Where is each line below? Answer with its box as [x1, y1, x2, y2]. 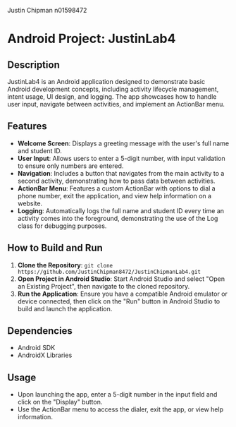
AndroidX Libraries [17, 351, 73, 359]
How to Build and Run [7, 242, 104, 254]
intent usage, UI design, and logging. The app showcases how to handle [7, 92, 217, 101]
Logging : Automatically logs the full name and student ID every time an [17, 206, 224, 215]
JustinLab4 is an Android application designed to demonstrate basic [7, 78, 206, 85]
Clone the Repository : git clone [17, 260, 113, 269]
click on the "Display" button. [17, 398, 103, 407]
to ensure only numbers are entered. [17, 162, 124, 170]
